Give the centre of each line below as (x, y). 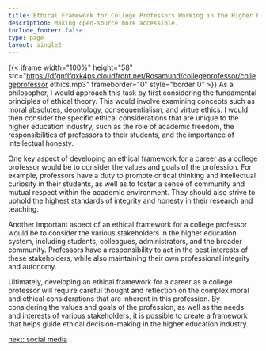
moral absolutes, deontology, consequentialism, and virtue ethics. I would (128, 110)
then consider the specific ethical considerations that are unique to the (123, 118)
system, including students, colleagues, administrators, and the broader (125, 242)
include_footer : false (46, 30)
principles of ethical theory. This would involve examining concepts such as (132, 101)
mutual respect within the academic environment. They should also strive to (132, 193)
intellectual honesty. (41, 143)
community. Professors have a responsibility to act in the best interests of (128, 250)
